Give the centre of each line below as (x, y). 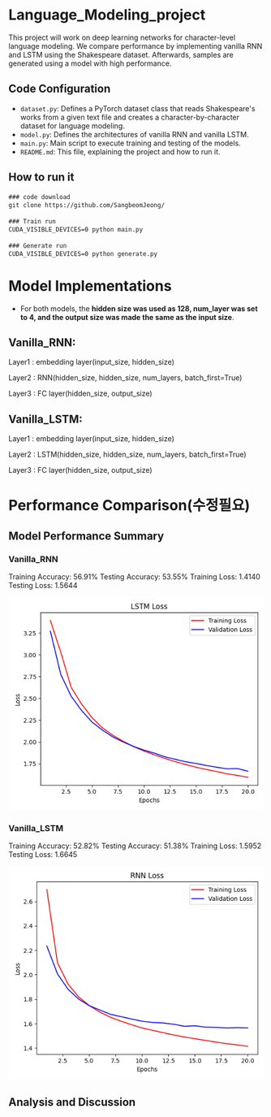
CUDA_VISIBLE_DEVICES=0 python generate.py (83, 253)
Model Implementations (90, 286)
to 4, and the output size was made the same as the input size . (127, 317)
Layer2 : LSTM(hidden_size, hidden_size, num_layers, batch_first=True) (127, 455)
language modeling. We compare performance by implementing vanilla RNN (135, 45)
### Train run (32, 221)
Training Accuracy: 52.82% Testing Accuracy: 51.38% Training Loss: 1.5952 (135, 846)
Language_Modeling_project (107, 15)
